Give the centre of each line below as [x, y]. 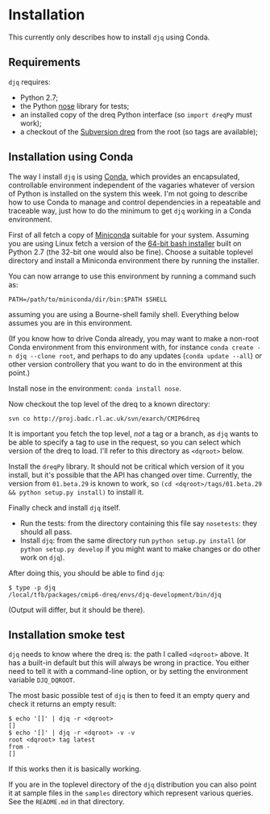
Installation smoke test [67, 635]
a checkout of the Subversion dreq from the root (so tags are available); [139, 131]
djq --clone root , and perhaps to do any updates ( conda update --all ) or [139, 355]
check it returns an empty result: [62, 704]
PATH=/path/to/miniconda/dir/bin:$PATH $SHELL [88, 300]
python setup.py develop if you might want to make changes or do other [140, 548]
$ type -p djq [32, 588]
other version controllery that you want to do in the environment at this [126, 364]
